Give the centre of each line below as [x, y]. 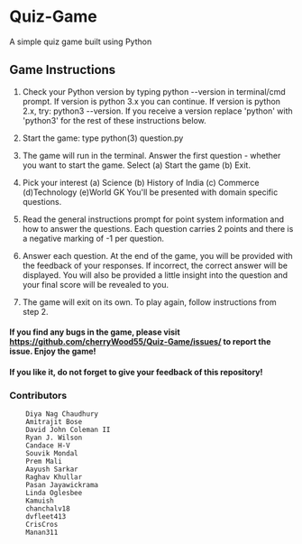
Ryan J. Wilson [54, 438]
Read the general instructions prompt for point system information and [153, 219]
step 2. [35, 311]
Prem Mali [44, 462]
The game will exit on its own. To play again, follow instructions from [149, 302]
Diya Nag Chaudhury [62, 414]
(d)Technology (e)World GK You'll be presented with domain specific [150, 192]
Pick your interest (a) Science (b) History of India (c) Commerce [141, 182]
